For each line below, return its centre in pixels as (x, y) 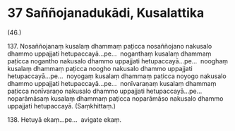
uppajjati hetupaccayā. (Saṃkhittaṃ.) (62, 106)
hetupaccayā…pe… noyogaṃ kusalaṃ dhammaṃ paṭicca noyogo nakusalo (117, 76)
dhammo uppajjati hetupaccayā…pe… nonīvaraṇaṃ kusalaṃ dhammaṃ (112, 83)
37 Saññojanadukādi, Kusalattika (106, 13)
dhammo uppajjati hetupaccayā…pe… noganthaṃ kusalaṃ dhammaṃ (109, 54)
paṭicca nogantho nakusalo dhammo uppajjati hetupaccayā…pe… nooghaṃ (117, 61)
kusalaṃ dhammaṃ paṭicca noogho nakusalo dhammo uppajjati (100, 68)
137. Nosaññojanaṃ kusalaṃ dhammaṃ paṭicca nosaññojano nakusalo (110, 46)
